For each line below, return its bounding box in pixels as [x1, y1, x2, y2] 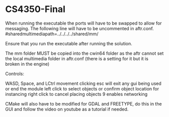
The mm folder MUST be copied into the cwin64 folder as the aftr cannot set [5, 50, 164, 56]
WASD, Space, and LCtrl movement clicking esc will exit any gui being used [5, 80, 162, 86]
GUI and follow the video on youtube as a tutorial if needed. [5, 106, 129, 112]
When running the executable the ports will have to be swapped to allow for [5, 20, 162, 26]
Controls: [5, 70, 24, 76]
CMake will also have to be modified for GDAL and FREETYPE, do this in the [5, 100, 162, 106]
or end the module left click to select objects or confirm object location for [5, 85, 159, 91]
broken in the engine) [5, 61, 50, 67]
